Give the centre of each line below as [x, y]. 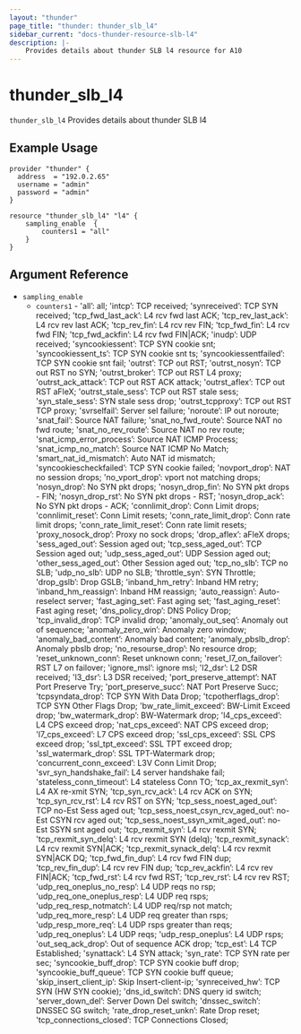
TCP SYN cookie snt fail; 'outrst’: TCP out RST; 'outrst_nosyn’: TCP [158, 363]
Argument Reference [69, 275]
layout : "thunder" [43, 17]
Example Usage [54, 148]
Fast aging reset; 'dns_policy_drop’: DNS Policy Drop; [133, 610]
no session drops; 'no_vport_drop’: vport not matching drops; [148, 477]
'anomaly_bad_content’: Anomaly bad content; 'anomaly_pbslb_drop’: [163, 639]
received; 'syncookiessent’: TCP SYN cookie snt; [126, 344]
